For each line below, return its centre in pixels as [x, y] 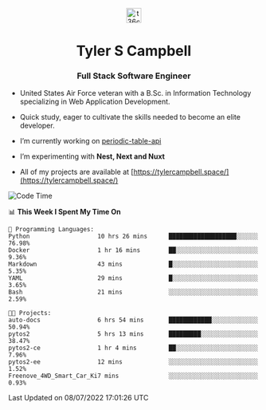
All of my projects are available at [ [76, 172]
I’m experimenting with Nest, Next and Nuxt [92, 156]
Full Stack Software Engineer [134, 76]
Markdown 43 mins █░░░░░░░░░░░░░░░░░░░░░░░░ [133, 264]
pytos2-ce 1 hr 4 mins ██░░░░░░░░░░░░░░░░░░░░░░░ [133, 348]
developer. [37, 126]
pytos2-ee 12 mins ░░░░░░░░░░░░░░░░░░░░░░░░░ [133, 362]
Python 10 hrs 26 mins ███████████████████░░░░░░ [133, 237]
